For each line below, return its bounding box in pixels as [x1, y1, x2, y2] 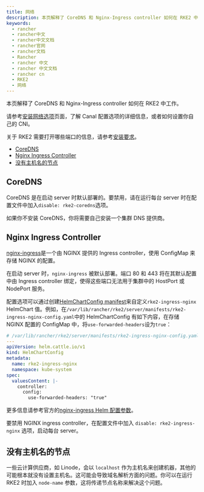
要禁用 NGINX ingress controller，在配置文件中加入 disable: [6, 420, 157, 427]
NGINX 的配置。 [18, 256, 59, 264]
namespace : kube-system [12, 366, 72, 372]
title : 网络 [6, 9, 35, 15]
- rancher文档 [12, 49, 46, 55]
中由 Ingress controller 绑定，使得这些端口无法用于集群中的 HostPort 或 [6, 277, 185, 284]
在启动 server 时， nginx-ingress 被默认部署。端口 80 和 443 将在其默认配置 [6, 270, 197, 277]
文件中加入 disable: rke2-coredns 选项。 [11, 201, 112, 208]
